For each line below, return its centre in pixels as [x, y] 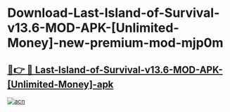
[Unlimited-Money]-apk [60, 84]
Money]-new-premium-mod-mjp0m [115, 43]
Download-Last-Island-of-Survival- [114, 13]
